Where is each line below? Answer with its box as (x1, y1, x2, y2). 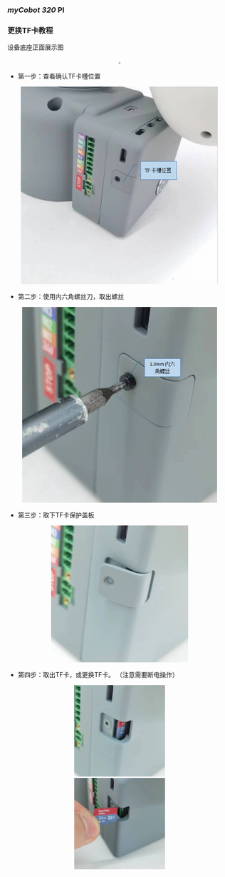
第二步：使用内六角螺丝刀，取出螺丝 (17, 292, 125, 300)
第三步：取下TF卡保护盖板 (17, 510, 95, 519)
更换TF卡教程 (7, 25, 53, 35)
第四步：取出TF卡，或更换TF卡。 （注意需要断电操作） (17, 671, 179, 679)
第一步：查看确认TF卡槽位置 (17, 72, 101, 81)
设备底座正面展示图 (7, 43, 64, 51)
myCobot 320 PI (7, 5, 65, 15)
